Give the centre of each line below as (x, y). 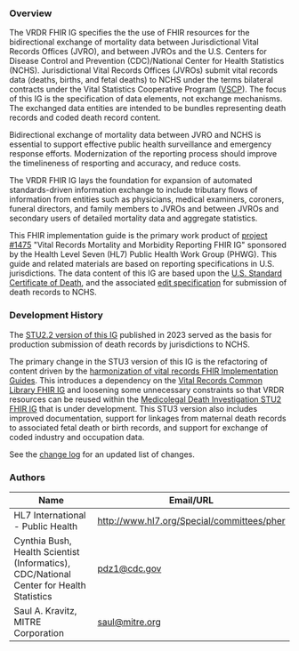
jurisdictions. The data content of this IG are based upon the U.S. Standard (146, 273)
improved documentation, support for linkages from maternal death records (148, 418)
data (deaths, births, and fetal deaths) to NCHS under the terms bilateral (141, 80)
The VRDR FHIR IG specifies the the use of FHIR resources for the (129, 33)
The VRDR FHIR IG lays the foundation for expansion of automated (131, 181)
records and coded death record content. (85, 117)
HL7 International (50, 515)
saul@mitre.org (129, 622)
